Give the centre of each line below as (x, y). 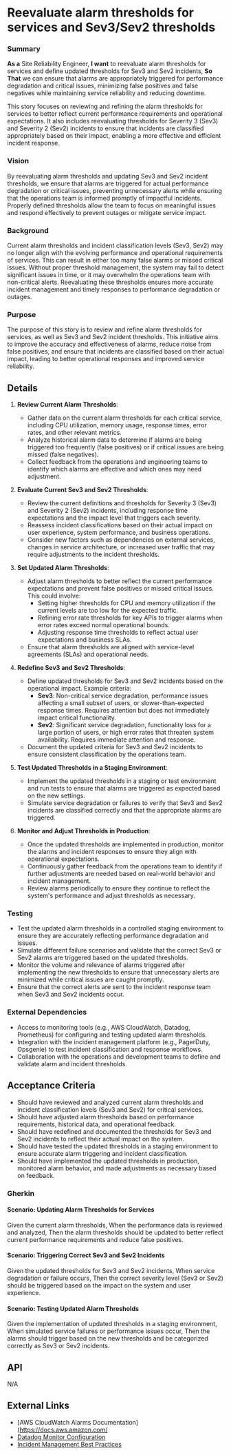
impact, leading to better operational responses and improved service (106, 359)
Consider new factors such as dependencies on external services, (121, 540)
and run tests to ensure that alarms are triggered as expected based (124, 788)
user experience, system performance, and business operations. (119, 533)
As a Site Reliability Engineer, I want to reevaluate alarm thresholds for (107, 64)
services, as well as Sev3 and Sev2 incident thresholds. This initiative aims (113, 337)
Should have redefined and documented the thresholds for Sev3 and (114, 1131)
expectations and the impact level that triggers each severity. (114, 518)
